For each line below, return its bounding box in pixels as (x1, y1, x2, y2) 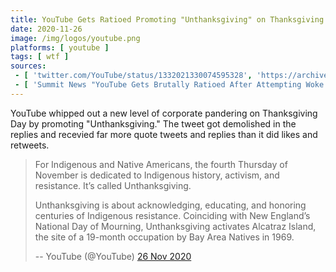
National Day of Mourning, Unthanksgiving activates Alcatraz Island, (34, 220, 317, 232)
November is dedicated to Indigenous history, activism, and (34, 169, 280, 181)
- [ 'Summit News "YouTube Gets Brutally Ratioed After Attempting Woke (14, 80, 325, 90)
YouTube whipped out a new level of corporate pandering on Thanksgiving (10, 107, 318, 119)
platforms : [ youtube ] (10, 42, 110, 53)
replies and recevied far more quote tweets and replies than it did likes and (10, 128, 318, 140)
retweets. (10, 139, 50, 151)
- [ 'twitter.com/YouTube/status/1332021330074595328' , (14, 71, 253, 81)
